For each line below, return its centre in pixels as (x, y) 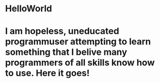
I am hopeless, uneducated (62, 31)
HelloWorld (29, 9)
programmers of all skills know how (80, 63)
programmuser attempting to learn (78, 42)
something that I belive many (66, 52)
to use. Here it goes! (47, 73)
